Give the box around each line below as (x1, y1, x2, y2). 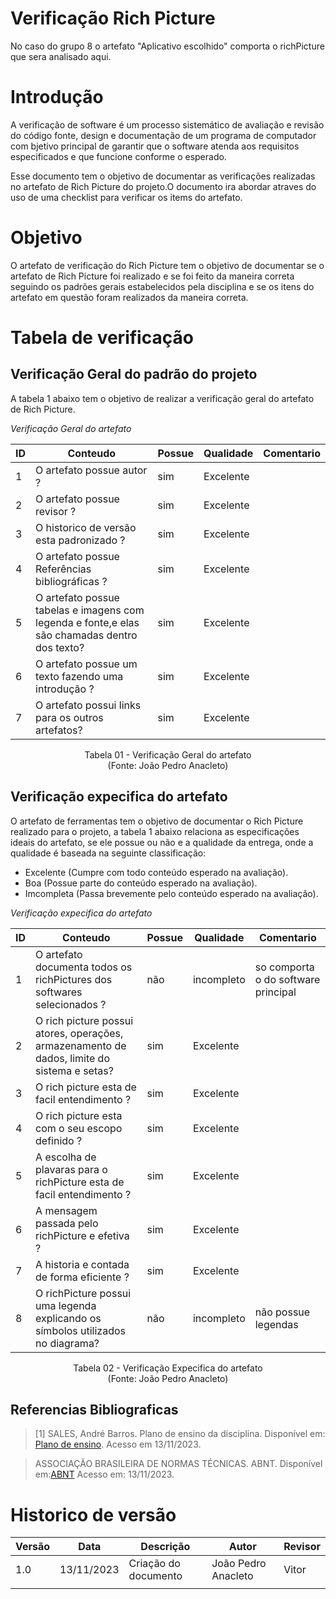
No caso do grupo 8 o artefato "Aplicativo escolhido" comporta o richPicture (10, 40, 325, 52)
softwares (35, 985, 83, 999)
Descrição (140, 1540, 191, 1554)
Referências (35, 562, 92, 576)
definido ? (35, 1133, 83, 1147)
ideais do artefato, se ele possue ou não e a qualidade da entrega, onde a (10, 836, 314, 848)
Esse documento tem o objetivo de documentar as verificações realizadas (10, 170, 316, 182)
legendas (254, 1317, 299, 1331)
